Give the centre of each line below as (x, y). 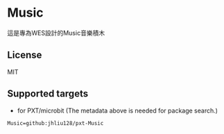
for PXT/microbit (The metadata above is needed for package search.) (118, 110)
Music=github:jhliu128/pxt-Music (55, 123)
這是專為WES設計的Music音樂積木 (56, 33)
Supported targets (48, 94)
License (25, 55)
